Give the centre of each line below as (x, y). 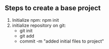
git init (26, 30)
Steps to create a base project (53, 8)
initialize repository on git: (39, 25)
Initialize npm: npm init (35, 20)
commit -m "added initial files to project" (62, 41)
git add (27, 36)
